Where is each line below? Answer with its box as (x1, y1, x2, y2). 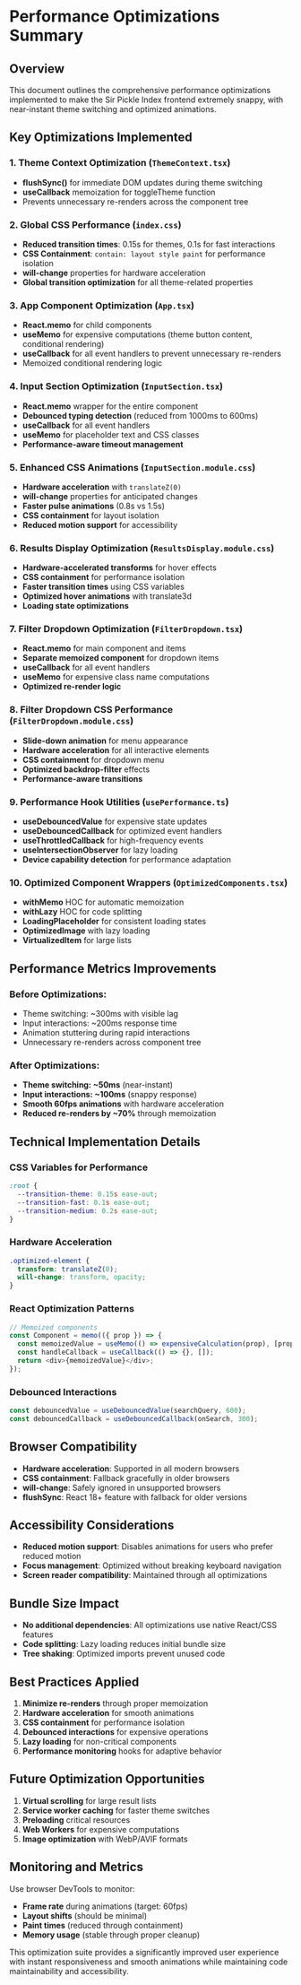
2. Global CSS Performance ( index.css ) (9, 218, 182, 230)
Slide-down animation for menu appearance (21, 735, 189, 746)
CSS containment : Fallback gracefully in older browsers (21, 1472, 230, 1483)
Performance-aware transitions (21, 773, 143, 784)
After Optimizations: (9, 1059, 100, 1071)
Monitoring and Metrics (9, 1859, 143, 1875)
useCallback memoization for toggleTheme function (21, 186, 216, 197)
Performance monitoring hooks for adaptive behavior (21, 1746, 222, 1756)
